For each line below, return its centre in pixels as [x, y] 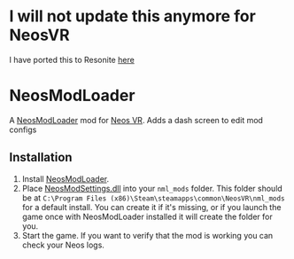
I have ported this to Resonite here [72, 59]
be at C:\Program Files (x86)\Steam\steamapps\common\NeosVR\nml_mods [153, 198]
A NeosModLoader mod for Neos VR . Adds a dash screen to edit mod [136, 120]
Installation [41, 157]
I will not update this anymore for [133, 16]
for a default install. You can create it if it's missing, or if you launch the [151, 207]
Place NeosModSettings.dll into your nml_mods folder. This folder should [152, 188]
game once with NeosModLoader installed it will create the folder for [147, 216]
